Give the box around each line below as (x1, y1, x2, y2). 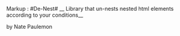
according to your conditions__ (6, 11, 83, 19)
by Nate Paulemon (6, 23, 53, 30)
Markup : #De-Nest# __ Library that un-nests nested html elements (6, 5, 174, 12)
